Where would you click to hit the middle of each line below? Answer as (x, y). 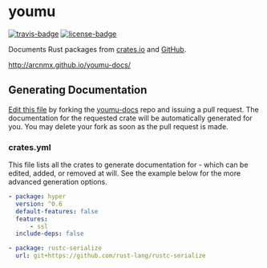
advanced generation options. (58, 182)
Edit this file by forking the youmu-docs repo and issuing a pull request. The (133, 109)
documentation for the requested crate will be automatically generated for (130, 118)
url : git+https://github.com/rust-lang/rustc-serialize (111, 256)
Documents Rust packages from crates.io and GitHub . (97, 49)
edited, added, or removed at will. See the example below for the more (125, 173)
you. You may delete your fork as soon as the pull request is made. (118, 126)
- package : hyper (37, 197)
